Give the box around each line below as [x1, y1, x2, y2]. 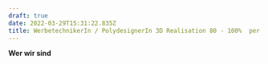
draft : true [8, 11, 48, 20]
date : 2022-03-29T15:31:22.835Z [8, 19, 116, 27]
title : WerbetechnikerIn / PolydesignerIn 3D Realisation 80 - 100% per [8, 26, 261, 34]
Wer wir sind [8, 49, 52, 58]
